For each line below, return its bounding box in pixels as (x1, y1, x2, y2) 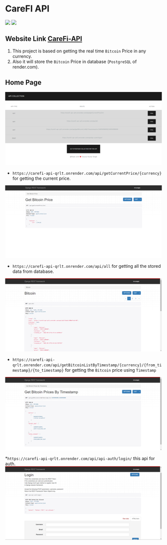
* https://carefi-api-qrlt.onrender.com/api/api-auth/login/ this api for (5, 456, 155, 462)
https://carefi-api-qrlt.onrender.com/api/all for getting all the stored (12, 263, 161, 269)
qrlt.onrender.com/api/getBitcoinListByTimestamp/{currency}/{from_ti (12, 363, 162, 368)
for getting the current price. (12, 175, 71, 181)
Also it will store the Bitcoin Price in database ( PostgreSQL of (12, 58, 137, 64)
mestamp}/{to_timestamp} (12, 368, 64, 373)
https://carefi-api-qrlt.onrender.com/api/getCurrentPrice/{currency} (12, 171, 162, 176)
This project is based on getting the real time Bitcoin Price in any (12, 48, 147, 54)
